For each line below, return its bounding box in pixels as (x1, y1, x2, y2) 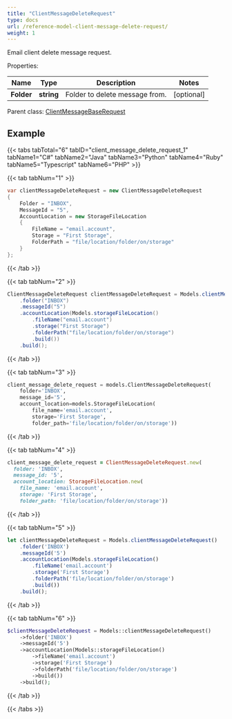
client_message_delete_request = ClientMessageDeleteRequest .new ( (7, 459, 202, 466)
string (39, 90, 59, 99)
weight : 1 (7, 29, 36, 37)
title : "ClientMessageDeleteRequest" (7, 10, 116, 17)
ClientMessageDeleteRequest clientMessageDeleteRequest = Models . (7, 291, 202, 298)
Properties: (7, 61, 39, 70)
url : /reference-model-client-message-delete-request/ (7, 23, 168, 30)
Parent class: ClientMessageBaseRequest (7, 108, 126, 116)
